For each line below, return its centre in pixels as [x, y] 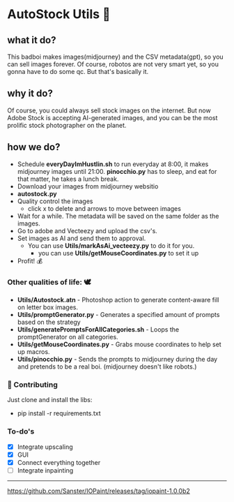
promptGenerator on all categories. [68, 337]
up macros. [33, 351]
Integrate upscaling [45, 447]
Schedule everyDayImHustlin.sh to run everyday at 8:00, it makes [113, 164]
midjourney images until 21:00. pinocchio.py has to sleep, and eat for [117, 171]
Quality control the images [55, 201]
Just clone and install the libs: [50, 400]
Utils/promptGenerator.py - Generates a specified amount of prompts [118, 314]
